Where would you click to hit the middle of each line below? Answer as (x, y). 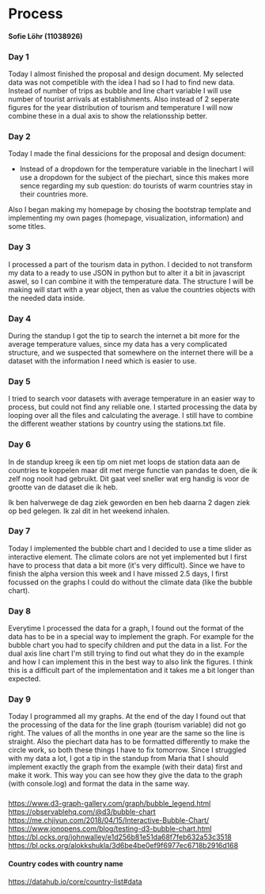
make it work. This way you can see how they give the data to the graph (125, 775)
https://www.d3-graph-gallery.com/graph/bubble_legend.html (110, 804)
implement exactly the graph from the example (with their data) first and (125, 767)
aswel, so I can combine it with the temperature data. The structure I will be (131, 281)
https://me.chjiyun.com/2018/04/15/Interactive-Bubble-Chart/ (109, 820)
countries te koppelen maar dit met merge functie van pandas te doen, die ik (133, 470)
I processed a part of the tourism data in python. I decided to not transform (131, 264)
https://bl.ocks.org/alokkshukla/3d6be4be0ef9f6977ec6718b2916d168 (123, 846)
